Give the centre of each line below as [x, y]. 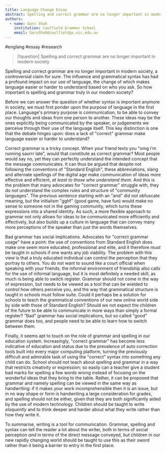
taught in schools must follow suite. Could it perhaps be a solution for [76, 295]
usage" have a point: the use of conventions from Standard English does [79, 242]
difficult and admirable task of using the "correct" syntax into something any [83, 357]
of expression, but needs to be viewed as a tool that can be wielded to [77, 284]
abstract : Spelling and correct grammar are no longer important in [77, 14]
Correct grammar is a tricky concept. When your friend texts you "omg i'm [81, 148]
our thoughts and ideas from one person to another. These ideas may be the [83, 118]
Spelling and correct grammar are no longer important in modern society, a [82, 71]
